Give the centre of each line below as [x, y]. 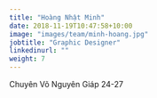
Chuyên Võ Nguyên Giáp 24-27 [67, 84]
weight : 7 [27, 59]
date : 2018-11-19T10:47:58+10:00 [71, 26]
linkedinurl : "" [39, 51]
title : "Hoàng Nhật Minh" [57, 17]
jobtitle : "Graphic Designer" [65, 42]
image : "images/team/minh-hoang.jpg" [79, 34]
